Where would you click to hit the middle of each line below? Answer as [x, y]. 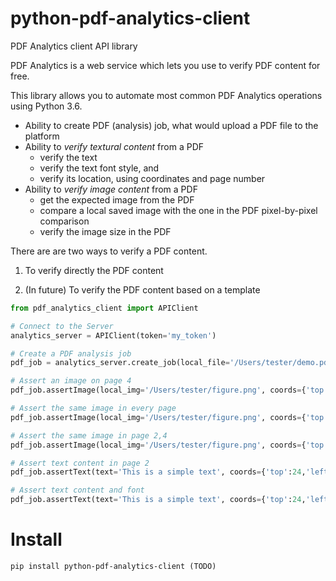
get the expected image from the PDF [117, 199]
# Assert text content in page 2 [80, 463]
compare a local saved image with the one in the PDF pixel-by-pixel [178, 210]
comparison [64, 221]
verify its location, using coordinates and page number [152, 178]
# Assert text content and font [77, 490]
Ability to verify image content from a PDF [111, 189]
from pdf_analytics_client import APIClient [104, 308]
